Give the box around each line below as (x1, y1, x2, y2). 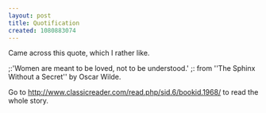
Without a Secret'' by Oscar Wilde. (8, 72, 121, 82)
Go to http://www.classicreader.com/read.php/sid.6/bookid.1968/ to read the (8, 88, 259, 97)
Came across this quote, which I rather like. (8, 49, 150, 58)
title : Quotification (8, 19, 80, 27)
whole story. (8, 96, 49, 106)
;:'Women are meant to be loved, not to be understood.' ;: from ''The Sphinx (8, 64, 256, 73)
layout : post (8, 11, 52, 20)
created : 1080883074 (8, 26, 77, 34)
